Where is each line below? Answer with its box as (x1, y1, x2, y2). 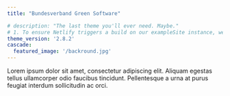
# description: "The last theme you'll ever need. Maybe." (7, 22, 179, 29)
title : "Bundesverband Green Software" (7, 10, 121, 17)
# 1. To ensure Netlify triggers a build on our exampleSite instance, (7, 29, 216, 36)
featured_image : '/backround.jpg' (13, 48, 112, 55)
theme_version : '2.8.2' (7, 35, 75, 42)
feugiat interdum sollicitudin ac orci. (7, 82, 108, 89)
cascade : (7, 42, 32, 49)
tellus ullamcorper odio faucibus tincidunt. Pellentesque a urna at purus (7, 74, 209, 82)
